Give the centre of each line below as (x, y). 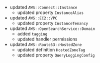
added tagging (32, 34)
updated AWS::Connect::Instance (44, 7)
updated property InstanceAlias (50, 12)
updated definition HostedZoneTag (51, 50)
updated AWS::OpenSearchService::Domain (52, 28)
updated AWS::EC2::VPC (34, 18)
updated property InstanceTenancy (53, 23)
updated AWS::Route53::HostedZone (46, 44)
